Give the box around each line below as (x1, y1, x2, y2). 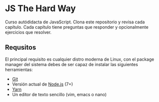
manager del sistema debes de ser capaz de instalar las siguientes (5, 61, 138, 67)
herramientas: (5, 67, 33, 72)
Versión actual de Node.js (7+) (12, 81, 73, 87)
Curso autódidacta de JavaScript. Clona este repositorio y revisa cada (5, 19, 145, 25)
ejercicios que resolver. (5, 29, 52, 35)
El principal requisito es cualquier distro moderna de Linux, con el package (5, 56, 154, 62)
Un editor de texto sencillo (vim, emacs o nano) (12, 91, 107, 97)
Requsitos (5, 43, 36, 51)
